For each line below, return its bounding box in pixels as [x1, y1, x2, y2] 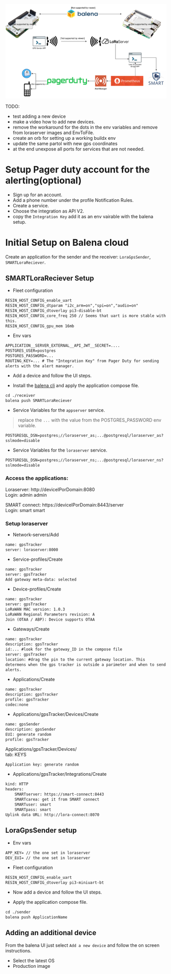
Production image [12, 963, 50, 969]
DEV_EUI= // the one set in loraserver [5, 855, 91, 860]
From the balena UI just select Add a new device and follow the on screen [5, 942, 160, 948]
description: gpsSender [5, 727, 56, 732]
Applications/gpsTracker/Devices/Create [12, 711, 99, 717]
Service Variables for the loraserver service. [12, 447, 108, 453]
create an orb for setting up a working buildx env [12, 135, 116, 141]
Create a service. [12, 202, 50, 208]
